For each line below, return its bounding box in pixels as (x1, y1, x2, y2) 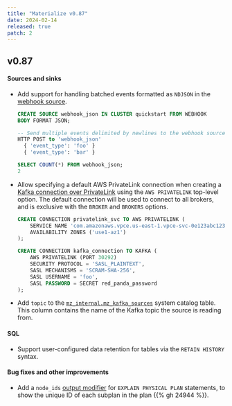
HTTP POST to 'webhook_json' (17, 136, 102, 143)
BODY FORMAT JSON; (17, 117, 71, 124)
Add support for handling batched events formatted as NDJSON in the (17, 89, 211, 98)
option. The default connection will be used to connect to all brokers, (17, 195, 214, 203)
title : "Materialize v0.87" (7, 10, 89, 17)
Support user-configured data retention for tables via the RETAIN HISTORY (17, 344, 225, 353)
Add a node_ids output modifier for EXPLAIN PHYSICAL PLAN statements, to (17, 383, 226, 391)
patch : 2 (7, 29, 33, 37)
